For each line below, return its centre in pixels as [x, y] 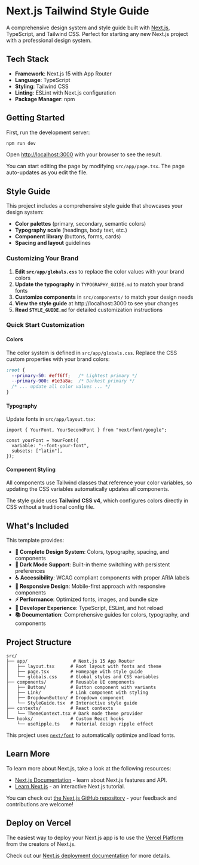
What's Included [38, 526]
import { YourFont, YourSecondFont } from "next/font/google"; [87, 430]
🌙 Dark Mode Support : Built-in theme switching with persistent [92, 564]
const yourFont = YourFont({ [42, 441]
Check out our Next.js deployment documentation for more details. [88, 855]
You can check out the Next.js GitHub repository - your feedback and [92, 798]
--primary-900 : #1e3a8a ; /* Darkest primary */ [73, 381]
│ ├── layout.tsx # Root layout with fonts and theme [84, 667]
